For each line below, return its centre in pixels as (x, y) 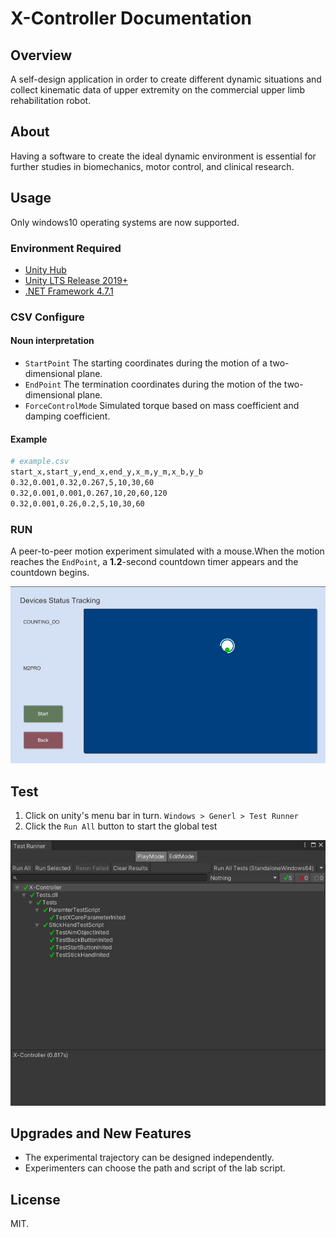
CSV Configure (47, 317)
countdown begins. (50, 572)
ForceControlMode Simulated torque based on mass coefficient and (162, 406)
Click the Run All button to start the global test (121, 826)
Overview (41, 55)
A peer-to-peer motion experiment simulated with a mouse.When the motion (167, 551)
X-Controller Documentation (131, 18)
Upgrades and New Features (101, 1133)
